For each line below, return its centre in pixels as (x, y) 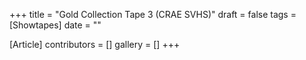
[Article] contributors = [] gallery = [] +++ (95, 44)
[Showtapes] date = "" (55, 25)
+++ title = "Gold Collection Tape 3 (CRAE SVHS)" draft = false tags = (153, 14)
